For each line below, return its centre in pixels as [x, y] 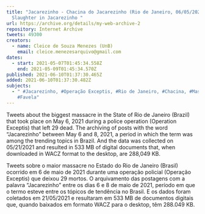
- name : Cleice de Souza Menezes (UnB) [63, 46]
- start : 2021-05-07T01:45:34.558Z [57, 63]
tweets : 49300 [24, 35]
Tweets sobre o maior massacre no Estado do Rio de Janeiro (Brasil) [92, 165]
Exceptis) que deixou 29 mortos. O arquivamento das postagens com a [95, 179]
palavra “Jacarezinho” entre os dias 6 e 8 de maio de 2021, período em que [101, 185]
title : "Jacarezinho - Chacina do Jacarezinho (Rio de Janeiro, [90, 12]
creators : [19, 40]
